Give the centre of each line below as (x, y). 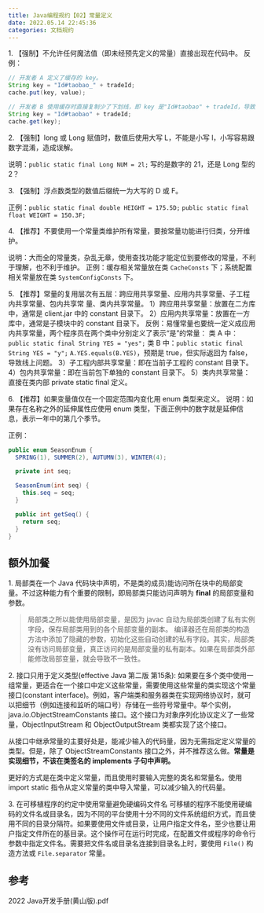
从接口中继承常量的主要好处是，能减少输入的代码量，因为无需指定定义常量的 (132, 741)
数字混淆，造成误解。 (42, 147)
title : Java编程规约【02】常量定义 (60, 15)
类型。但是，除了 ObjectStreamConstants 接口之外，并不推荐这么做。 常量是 (132, 751)
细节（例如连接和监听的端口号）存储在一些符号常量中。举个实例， (128, 705)
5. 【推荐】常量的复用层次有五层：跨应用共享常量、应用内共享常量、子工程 (129, 293)
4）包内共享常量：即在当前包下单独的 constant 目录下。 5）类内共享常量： (129, 372)
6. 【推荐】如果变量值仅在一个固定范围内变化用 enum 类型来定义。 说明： (127, 398)
